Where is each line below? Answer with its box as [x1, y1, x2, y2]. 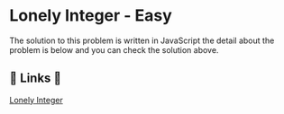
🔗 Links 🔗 [9, 71, 62, 86]
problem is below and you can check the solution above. [9, 44, 219, 55]
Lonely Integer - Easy [9, 5, 173, 26]
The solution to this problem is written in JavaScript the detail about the [9, 35, 275, 46]
